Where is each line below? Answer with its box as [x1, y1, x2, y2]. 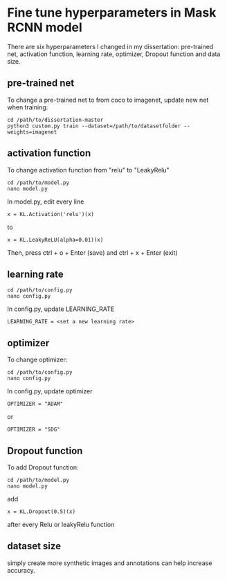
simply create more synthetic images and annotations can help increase [7, 559, 212, 567]
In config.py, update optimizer [7, 387, 93, 395]
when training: [7, 102, 48, 111]
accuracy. [7, 566, 36, 574]
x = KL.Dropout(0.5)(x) [7, 508, 76, 515]
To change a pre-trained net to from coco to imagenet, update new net [7, 96, 209, 104]
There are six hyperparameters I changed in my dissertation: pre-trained [7, 42, 214, 51]
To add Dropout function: [7, 463, 79, 472]
